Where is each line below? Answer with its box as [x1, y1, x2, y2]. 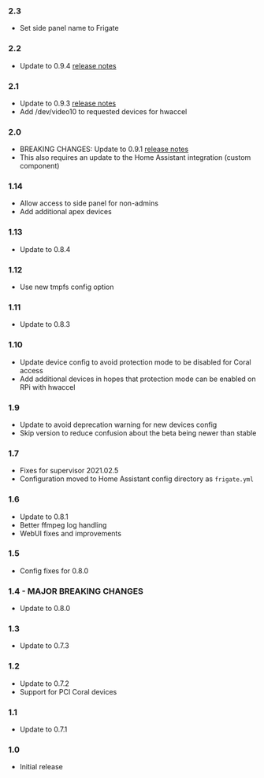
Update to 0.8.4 [19, 244, 71, 254]
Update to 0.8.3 [19, 320, 71, 329]
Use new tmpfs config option [19, 282, 114, 292]
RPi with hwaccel [19, 382, 76, 391]
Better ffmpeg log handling [19, 520, 107, 529]
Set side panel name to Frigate [19, 24, 120, 33]
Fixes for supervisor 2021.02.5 [19, 466, 119, 476]
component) [19, 161, 60, 171]
